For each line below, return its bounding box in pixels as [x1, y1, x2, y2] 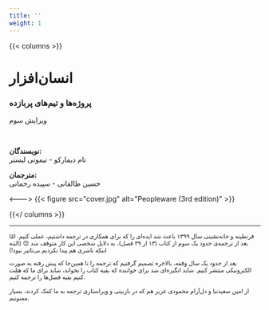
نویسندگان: [9, 146, 42, 155]
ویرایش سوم [9, 115, 47, 124]
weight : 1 [9, 19, 42, 27]
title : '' [9, 11, 42, 20]
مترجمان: [9, 170, 38, 179]
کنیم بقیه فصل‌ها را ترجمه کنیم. [9, 273, 86, 281]
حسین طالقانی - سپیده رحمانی [9, 179, 101, 188]
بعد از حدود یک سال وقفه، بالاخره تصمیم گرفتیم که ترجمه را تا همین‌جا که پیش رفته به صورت [9, 259, 238, 267]
